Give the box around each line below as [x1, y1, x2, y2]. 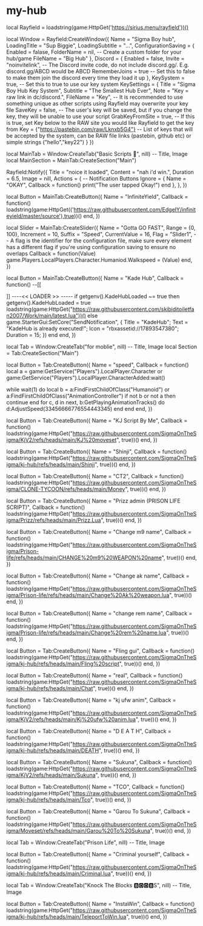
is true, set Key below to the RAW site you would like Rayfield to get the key [6, 119, 195, 126]
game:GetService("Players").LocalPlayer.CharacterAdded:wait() [6, 374, 165, 381]
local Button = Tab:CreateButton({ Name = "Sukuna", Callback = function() [6, 758, 193, 765]
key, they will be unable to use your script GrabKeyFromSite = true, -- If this [6, 113, 195, 120]
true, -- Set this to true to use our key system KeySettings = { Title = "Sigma [6, 80, 196, 88]
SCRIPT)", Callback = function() [6, 504, 85, 511]
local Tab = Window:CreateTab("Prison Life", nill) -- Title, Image [6, 839, 165, 846]
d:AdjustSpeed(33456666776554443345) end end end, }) [6, 405, 153, 412]
